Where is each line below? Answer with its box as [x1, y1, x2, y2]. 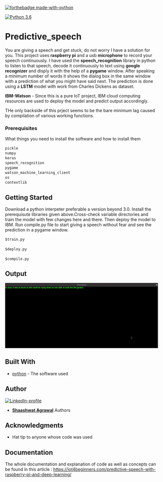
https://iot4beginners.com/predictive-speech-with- [53, 466, 156, 472]
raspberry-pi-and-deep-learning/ [5, 472, 72, 478]
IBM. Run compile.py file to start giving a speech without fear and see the [5, 222, 152, 228]
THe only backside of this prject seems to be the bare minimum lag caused [5, 107, 155, 113]
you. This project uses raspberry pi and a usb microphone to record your [5, 52, 152, 58]
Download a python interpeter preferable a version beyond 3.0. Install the [5, 206, 151, 212]
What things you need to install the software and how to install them [5, 136, 141, 142]
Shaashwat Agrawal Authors [12, 407, 71, 413]
